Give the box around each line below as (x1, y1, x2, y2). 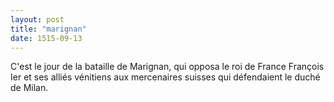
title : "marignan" (10, 24, 87, 34)
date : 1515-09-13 (10, 33, 83, 43)
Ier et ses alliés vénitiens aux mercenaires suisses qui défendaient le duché (10, 71, 321, 83)
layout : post (10, 14, 65, 25)
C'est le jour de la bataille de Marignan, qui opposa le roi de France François (10, 61, 325, 73)
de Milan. (10, 82, 49, 94)
